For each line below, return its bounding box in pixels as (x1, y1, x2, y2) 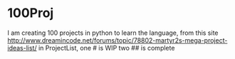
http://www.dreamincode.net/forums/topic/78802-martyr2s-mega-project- (7, 36, 228, 44)
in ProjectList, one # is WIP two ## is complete (38, 43, 175, 52)
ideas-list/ (7, 43, 37, 52)
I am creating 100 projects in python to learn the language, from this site (7, 28, 219, 37)
